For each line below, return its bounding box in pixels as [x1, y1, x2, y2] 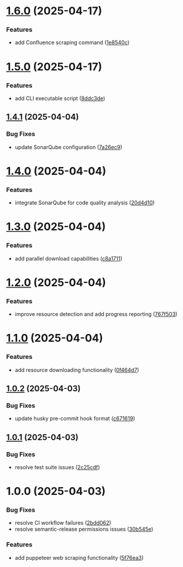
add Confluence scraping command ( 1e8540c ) [14, 39, 130, 46]
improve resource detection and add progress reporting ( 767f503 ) [14, 311, 178, 318]
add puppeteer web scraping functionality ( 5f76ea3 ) [14, 554, 144, 561]
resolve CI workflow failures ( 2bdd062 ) [14, 519, 111, 526]
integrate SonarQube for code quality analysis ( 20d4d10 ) [14, 199, 155, 206]
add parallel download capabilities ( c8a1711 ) [14, 255, 123, 262]
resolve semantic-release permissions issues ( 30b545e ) [14, 526, 154, 533]
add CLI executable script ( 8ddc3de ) [14, 94, 106, 102]
